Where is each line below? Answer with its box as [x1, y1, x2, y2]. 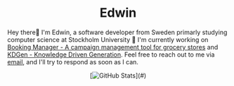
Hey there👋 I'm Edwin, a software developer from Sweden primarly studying [7, 28, 228, 36]
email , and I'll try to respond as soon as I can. [7, 57, 139, 66]
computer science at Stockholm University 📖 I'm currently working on [7, 35, 209, 43]
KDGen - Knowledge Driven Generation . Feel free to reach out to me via [7, 50, 215, 59]
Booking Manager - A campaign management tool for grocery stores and [7, 43, 219, 51]
